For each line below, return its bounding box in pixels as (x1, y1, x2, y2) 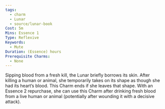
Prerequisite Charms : (5, 53, 50, 59)
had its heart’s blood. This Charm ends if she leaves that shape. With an (5, 83, 153, 89)
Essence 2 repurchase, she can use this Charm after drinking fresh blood (5, 88, 156, 94)
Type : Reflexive (5, 35, 39, 40)
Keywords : (5, 40, 26, 45)
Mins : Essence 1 (5, 30, 39, 35)
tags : (5, 7, 16, 12)
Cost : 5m (5, 26, 23, 31)
